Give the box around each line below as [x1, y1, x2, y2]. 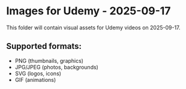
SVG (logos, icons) [14, 70, 62, 77]
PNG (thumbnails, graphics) [14, 57, 84, 64]
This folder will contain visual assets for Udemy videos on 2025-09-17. [6, 24, 181, 31]
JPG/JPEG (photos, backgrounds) [14, 63, 99, 70]
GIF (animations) [14, 76, 56, 83]
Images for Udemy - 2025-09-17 [6, 4, 171, 18]
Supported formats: [6, 41, 82, 51]
